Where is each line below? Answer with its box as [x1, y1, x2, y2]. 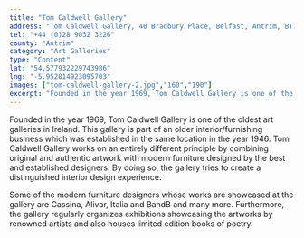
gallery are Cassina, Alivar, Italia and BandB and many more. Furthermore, [9, 198, 285, 209]
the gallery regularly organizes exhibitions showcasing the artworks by [9, 208, 273, 219]
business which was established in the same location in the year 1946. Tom [9, 133, 290, 144]
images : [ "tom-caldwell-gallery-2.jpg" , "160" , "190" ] [9, 81, 213, 90]
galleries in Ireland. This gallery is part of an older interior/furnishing [9, 123, 263, 134]
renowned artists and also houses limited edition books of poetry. [9, 218, 253, 229]
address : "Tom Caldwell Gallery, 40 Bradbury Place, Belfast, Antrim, [9, 22, 281, 31]
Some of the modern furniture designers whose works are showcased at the [9, 189, 294, 200]
